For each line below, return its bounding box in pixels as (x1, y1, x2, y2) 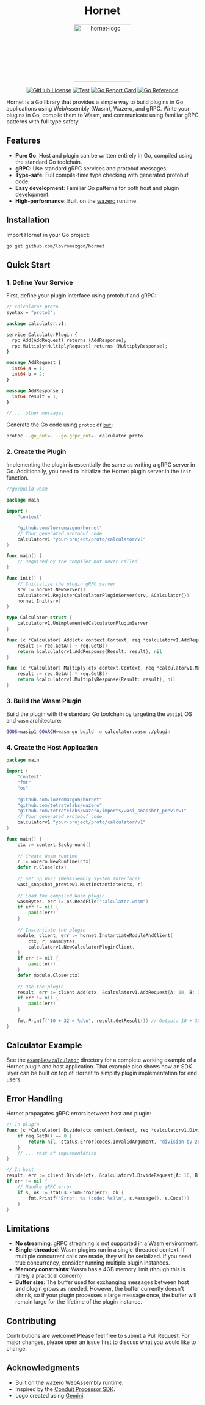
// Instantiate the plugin (17, 927, 86, 933)
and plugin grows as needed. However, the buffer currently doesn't (15, 1285, 184, 1293)
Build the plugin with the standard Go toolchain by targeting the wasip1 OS (6, 710, 192, 718)
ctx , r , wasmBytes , (28, 938, 78, 944)
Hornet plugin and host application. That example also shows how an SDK (6, 1063, 192, 1070)
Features (6, 136, 41, 146)
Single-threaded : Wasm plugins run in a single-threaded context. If (15, 1246, 185, 1254)
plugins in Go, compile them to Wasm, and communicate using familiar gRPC (6, 111, 199, 119)
